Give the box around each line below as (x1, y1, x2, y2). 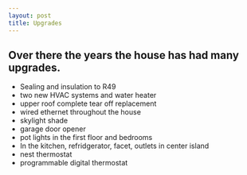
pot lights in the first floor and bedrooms (19, 133, 153, 142)
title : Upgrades (8, 19, 62, 27)
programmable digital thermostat (19, 158, 128, 168)
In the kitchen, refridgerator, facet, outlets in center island (19, 141, 210, 151)
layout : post (8, 11, 52, 20)
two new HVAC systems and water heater (19, 91, 157, 100)
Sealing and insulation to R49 (19, 82, 116, 91)
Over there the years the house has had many (8, 49, 239, 62)
